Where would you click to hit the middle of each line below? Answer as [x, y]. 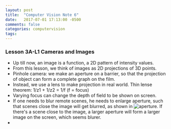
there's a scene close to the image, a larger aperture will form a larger [86, 112]
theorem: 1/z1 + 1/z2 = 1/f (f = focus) [51, 90]
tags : [11, 34]
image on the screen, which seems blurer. [57, 117]
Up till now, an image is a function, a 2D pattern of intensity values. [83, 63]
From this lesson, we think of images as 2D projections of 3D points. [85, 68]
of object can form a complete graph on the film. [64, 79]
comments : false [23, 24]
